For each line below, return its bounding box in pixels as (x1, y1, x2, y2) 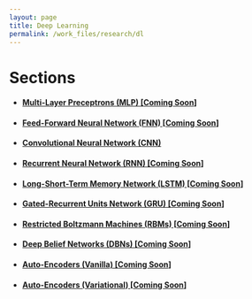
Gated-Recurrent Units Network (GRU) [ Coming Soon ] (21, 198, 225, 209)
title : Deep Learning (9, 21, 89, 30)
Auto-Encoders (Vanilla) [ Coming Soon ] (21, 258, 172, 270)
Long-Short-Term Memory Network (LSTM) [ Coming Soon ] (21, 178, 244, 188)
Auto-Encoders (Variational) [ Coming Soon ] (21, 280, 187, 290)
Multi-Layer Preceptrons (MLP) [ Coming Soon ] (21, 97, 197, 108)
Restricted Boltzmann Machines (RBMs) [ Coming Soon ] (21, 218, 231, 229)
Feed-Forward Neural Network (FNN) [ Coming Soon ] (21, 117, 219, 128)
